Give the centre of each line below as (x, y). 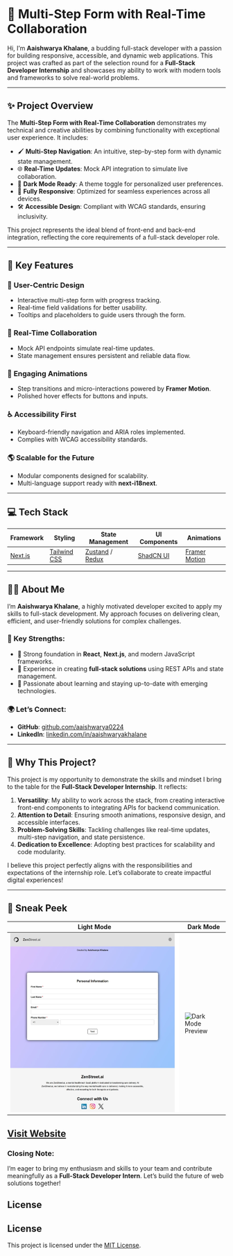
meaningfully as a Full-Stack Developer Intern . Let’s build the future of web (115, 1176)
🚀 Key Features (41, 265)
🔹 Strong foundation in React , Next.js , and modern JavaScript (106, 654)
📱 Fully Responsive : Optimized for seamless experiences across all (113, 191)
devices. (29, 198)
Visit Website (37, 1134)
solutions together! (34, 1183)
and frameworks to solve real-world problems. (74, 77)
